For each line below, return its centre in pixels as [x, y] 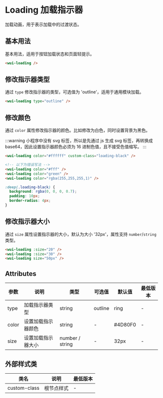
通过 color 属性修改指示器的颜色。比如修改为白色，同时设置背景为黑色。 [78, 130]
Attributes [21, 274]
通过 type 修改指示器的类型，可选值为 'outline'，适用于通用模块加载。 [74, 92]
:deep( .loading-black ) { [30, 187]
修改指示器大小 [27, 222]
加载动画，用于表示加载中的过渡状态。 [43, 24]
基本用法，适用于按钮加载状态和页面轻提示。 [50, 54]
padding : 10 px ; [25, 196]
